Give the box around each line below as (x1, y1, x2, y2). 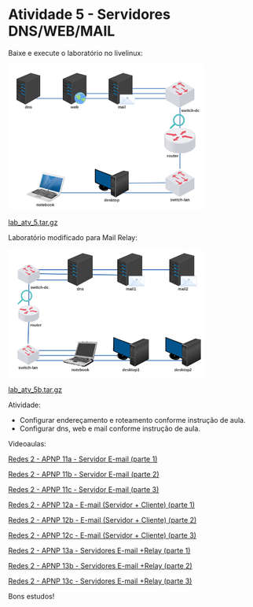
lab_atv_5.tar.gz (8, 217, 58, 227)
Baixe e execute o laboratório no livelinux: (8, 48, 143, 57)
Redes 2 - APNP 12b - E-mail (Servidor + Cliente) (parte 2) (8, 515, 197, 524)
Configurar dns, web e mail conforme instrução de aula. (19, 424, 200, 433)
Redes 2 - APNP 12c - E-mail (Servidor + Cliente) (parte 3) (8, 530, 196, 540)
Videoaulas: (8, 439, 47, 448)
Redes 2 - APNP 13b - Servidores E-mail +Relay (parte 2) (8, 561, 192, 570)
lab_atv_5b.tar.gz (8, 384, 63, 394)
